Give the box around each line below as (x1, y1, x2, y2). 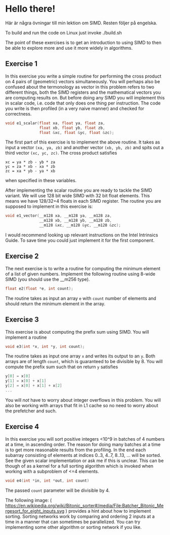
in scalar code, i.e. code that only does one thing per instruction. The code (5, 100, 161, 106)
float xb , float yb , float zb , (39, 125, 105, 130)
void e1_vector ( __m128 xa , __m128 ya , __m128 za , (5, 213, 112, 219)
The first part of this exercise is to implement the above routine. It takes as (5, 139, 160, 145)
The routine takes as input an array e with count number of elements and (5, 295, 156, 301)
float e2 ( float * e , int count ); (5, 286, 73, 291)
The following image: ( (5, 497, 52, 503)
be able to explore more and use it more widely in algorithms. (5, 45, 133, 51)
